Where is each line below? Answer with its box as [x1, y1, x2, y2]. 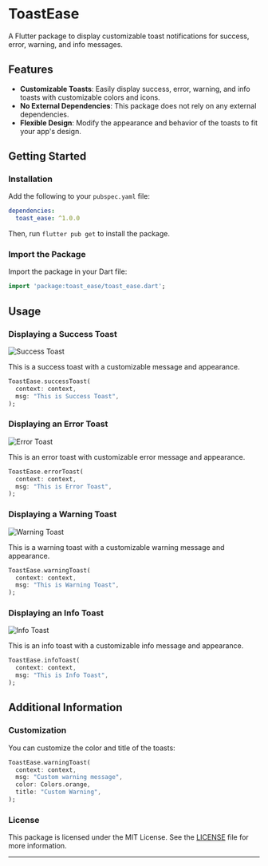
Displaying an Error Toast [8, 418, 108, 429]
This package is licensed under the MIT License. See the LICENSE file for [8, 832, 249, 842]
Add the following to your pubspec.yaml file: [8, 192, 150, 201]
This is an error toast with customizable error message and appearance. [8, 452, 246, 461]
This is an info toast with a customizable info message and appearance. [8, 641, 244, 650]
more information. [8, 841, 67, 851]
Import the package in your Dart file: [8, 267, 128, 276]
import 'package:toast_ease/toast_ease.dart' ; [8, 283, 166, 291]
